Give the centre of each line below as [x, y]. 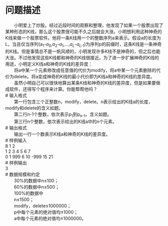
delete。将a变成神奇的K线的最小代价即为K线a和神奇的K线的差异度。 [84, 77]
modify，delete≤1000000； [43, 206]
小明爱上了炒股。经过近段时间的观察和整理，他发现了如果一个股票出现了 [89, 25]
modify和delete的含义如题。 [34, 108]
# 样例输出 [16, 163]
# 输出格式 [16, 128]
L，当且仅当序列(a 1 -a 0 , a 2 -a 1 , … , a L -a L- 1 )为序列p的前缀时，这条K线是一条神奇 [83, 45]
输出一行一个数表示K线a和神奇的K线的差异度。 [62, 134]
